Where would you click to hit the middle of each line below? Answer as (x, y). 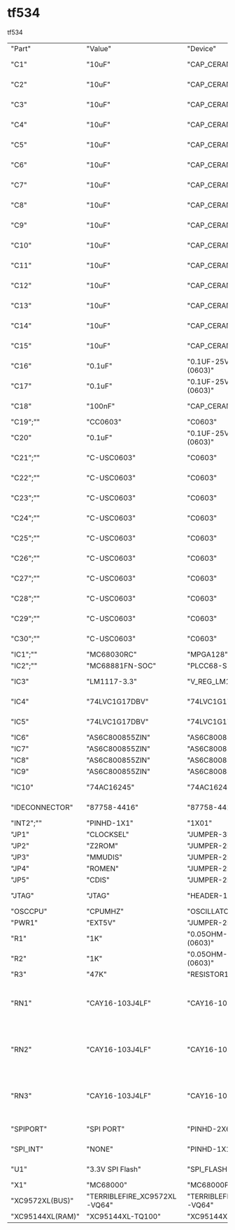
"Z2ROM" (102, 845)
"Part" (21, 48)
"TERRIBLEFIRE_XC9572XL (131, 1196)
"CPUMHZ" (105, 911)
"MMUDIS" (104, 857)
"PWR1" (24, 922)
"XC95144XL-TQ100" (123, 1216)
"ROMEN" (102, 868)
